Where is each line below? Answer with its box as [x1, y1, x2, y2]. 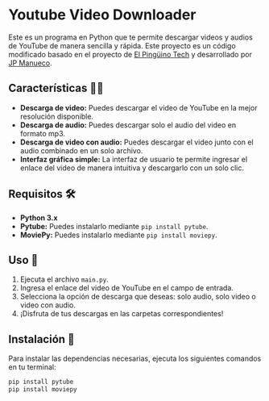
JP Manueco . [8, 58, 52, 68]
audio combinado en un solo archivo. [19, 145, 143, 155]
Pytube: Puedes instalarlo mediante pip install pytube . [19, 221, 209, 231]
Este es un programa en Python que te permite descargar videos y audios [8, 32, 254, 42]
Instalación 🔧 [8, 332, 75, 346]
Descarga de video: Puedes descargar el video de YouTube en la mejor [19, 102, 258, 112]
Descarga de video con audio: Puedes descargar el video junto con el [19, 137, 254, 147]
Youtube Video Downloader [8, 6, 197, 24]
